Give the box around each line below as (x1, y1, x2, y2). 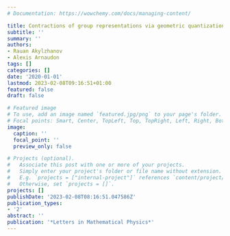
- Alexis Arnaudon (7, 54, 60, 62)
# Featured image (7, 105, 57, 112)
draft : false (7, 92, 44, 99)
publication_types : (7, 200, 63, 207)
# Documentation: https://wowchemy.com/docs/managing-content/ (7, 10, 192, 17)
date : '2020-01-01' (7, 73, 63, 80)
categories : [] (7, 66, 51, 74)
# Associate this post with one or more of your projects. (7, 161, 186, 168)
